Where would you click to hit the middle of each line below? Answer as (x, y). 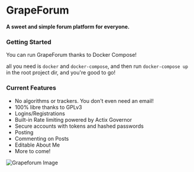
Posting (24, 132)
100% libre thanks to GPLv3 (48, 107)
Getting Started (29, 42)
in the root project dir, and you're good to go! (61, 73)
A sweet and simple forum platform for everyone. (68, 27)
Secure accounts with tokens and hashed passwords (79, 126)
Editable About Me (37, 145)
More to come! (33, 151)
